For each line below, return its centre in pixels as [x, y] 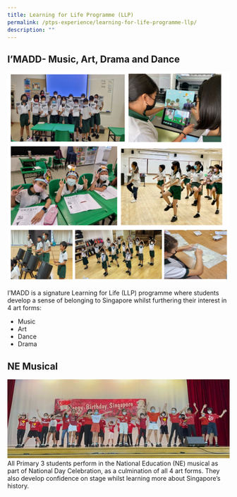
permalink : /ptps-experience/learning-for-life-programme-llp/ [102, 22]
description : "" [31, 30]
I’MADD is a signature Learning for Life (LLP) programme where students [113, 293]
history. [18, 486]
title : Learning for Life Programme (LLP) [71, 15]
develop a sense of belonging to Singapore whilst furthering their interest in [117, 300]
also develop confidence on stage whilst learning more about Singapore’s [114, 479]
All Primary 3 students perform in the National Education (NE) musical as [113, 464]
